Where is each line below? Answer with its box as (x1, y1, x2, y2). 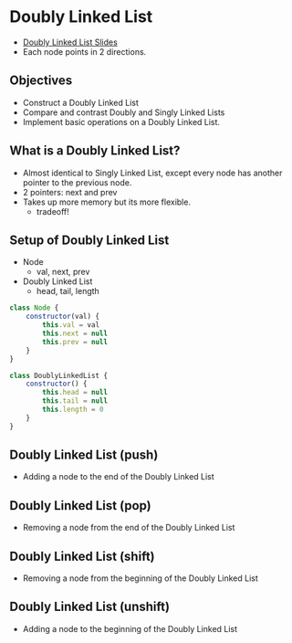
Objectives (9, 73, 73, 89)
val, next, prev (36, 267, 90, 278)
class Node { (9, 303, 59, 312)
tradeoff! (36, 206, 70, 216)
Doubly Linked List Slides (22, 37, 119, 47)
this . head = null (42, 388, 108, 397)
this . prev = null (42, 337, 108, 346)
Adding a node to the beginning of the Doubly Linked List (22, 623, 238, 634)
